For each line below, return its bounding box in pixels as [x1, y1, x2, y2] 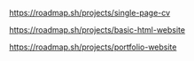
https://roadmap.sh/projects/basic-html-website [9, 25, 186, 34]
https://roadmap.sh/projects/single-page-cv [9, 8, 171, 18]
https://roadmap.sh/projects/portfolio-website [9, 42, 177, 52]
